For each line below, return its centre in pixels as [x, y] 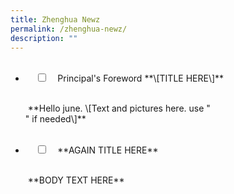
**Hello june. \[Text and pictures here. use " [119, 108]
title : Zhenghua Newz [55, 19]
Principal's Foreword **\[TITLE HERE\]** [141, 78]
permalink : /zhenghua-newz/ [69, 29]
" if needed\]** [55, 119]
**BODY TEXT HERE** [76, 180]
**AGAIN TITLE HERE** [108, 150]
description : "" [44, 38]
